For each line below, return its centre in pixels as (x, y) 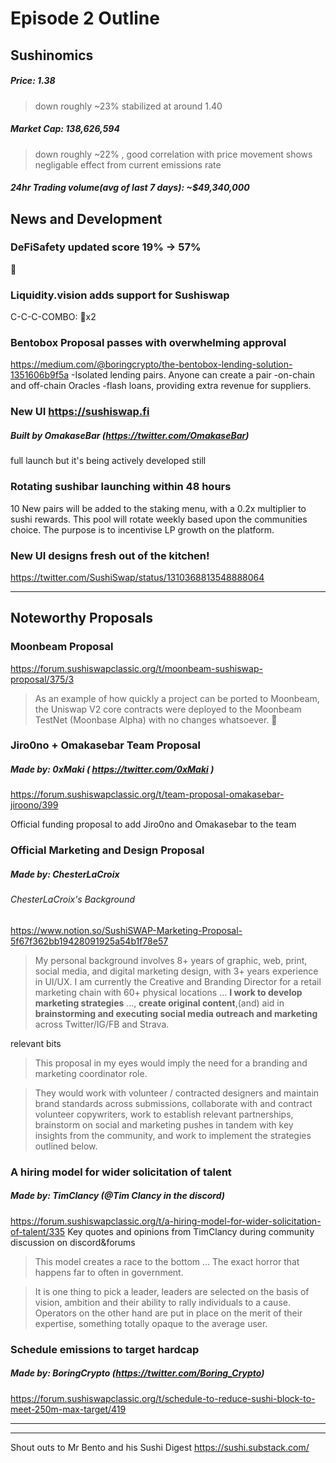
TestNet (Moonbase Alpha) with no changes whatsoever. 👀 (156, 719)
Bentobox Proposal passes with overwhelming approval (148, 343)
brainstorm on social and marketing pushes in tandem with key (164, 1124)
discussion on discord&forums (73, 1242)
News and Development (86, 218)
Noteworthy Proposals (82, 618)
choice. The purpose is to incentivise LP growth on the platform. (142, 529)
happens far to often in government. (109, 1272)
